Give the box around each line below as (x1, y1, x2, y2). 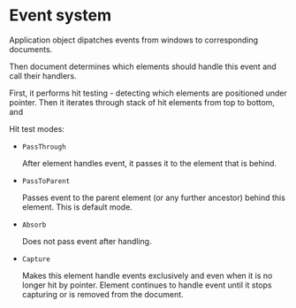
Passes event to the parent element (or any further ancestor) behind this (21, 192, 285, 203)
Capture (21, 254, 50, 264)
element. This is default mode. (21, 201, 133, 212)
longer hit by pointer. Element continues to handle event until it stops (21, 280, 272, 290)
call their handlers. (9, 70, 77, 81)
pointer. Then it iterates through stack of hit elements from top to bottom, (9, 96, 276, 107)
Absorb (21, 220, 47, 229)
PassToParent (21, 176, 71, 186)
